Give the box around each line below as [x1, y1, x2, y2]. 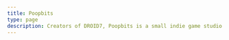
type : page [7, 16, 38, 23]
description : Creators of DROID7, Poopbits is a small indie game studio [7, 22, 223, 29]
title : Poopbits [7, 9, 53, 17]
